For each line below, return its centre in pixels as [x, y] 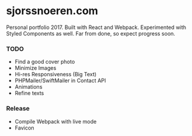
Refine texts [29, 93]
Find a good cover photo [45, 62]
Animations [28, 87]
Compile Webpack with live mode [55, 121]
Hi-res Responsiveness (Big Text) [55, 75]
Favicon [24, 128]
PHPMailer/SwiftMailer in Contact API [60, 80]
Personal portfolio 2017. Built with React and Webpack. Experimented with [96, 27]
